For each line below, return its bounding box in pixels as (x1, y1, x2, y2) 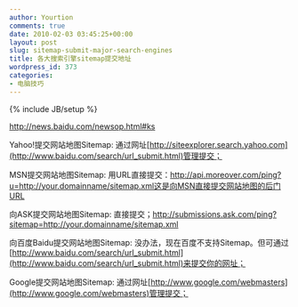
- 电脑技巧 (9, 79, 44, 88)
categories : (9, 71, 53, 80)
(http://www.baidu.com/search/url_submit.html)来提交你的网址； (9, 257, 246, 268)
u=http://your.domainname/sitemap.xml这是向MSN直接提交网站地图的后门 (9, 180, 282, 191)
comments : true (9, 21, 66, 30)
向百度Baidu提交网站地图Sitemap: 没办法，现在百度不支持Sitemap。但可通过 (9, 237, 289, 247)
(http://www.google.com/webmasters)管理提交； (9, 287, 189, 298)
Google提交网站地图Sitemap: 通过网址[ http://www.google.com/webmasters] (9, 277, 288, 287)
